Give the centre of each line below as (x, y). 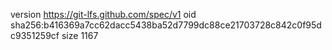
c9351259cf (35, 35)
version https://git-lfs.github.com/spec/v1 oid (103, 14)
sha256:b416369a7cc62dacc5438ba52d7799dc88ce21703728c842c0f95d (166, 25)
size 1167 (80, 35)
